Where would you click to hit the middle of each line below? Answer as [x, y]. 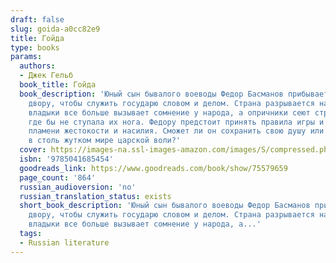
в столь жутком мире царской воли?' [105, 141]
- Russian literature [64, 242]
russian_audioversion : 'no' [78, 187]
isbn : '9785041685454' [66, 159]
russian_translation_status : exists [95, 196]
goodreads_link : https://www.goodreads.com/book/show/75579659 [153, 168]
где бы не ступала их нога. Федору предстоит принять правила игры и [176, 122]
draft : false [37, 19]
